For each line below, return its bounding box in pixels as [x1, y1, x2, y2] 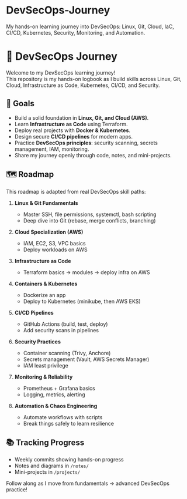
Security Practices [14, 338, 61, 345]
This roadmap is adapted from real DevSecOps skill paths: [6, 188, 146, 195]
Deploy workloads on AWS [23, 246, 88, 253]
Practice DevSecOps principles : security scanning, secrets [14, 139, 158, 146]
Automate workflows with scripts [23, 413, 103, 420]
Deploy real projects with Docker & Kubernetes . [14, 127, 130, 134]
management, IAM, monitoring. [14, 145, 89, 153]
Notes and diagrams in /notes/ [14, 462, 89, 470]
